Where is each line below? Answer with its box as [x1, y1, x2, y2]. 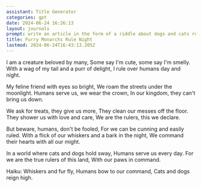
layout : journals [6, 25, 50, 32]
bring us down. [6, 95, 44, 102]
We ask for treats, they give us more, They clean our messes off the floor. [6, 107, 188, 114]
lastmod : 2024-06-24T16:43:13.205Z [6, 43, 96, 49]
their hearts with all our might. [6, 138, 81, 145]
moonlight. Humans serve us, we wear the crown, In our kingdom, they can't [6, 89, 195, 96]
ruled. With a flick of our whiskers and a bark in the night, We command [6, 131, 184, 138]
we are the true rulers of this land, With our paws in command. [6, 156, 161, 163]
